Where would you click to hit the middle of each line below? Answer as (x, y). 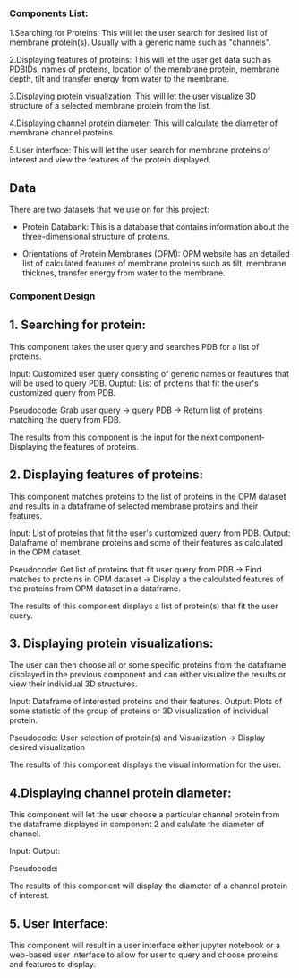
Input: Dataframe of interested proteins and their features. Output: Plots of (146, 702)
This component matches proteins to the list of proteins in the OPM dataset (148, 496)
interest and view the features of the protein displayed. (110, 160)
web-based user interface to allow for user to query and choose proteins (144, 955)
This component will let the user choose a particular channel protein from (145, 815)
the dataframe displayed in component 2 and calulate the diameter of (137, 825)
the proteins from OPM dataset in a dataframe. (95, 588)
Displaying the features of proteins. (74, 446)
